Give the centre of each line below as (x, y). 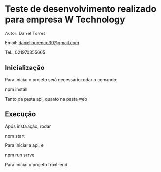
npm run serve (20, 155)
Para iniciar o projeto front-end (36, 164)
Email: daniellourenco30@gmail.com (42, 42)
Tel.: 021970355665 (25, 52)
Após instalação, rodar (28, 126)
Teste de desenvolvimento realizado (81, 9)
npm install (16, 89)
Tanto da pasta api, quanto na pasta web (46, 99)
